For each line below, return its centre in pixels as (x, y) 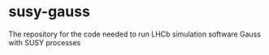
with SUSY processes (45, 42)
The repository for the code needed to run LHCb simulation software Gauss (135, 34)
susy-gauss (50, 12)
